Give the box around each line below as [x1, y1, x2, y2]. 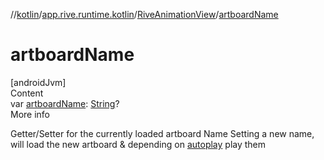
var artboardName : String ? [10, 97, 120, 109]
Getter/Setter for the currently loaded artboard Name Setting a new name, [10, 127, 315, 139]
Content [10, 87, 44, 99]
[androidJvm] [10, 76, 67, 88]
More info [10, 108, 51, 120]
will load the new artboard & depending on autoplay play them [10, 138, 267, 150]
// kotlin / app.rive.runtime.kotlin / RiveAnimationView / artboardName [10, 9, 279, 20]
